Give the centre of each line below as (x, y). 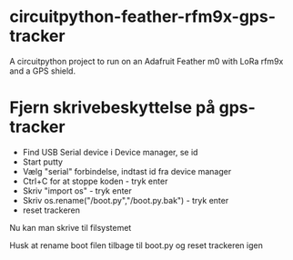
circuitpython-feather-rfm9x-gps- (142, 17)
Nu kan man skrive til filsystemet (71, 227)
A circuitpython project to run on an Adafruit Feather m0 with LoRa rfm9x (146, 61)
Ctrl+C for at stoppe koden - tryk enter (95, 181)
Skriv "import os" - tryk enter (77, 190)
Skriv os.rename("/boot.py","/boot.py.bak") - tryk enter (126, 200)
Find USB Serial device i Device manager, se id (110, 152)
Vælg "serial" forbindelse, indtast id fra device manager (127, 171)
